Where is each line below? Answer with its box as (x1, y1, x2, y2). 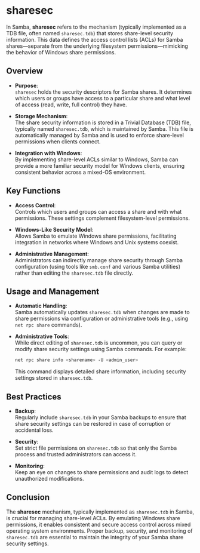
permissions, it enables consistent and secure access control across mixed (6, 521, 191, 528)
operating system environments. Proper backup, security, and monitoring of (6, 527, 193, 534)
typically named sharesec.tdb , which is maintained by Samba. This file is (14, 125, 194, 132)
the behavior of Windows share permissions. (6, 48, 116, 56)
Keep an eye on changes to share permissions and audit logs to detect (14, 469, 189, 476)
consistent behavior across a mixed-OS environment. (14, 168, 146, 176)
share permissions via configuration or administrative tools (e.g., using (14, 315, 189, 322)
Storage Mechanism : (14, 112, 68, 119)
